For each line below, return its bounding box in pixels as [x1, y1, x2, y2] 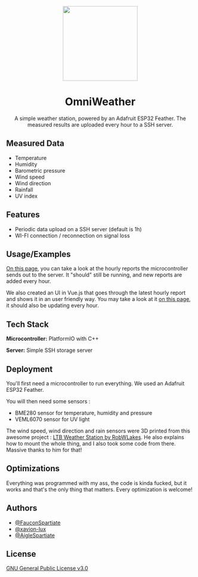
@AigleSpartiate [14, 532, 55, 539]
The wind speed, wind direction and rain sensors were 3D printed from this [6, 427, 191, 434]
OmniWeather [64, 95, 136, 109]
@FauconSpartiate [14, 519, 61, 526]
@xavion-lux [14, 525, 47, 532]
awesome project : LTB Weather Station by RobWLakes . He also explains [6, 434, 185, 441]
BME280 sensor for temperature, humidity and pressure [14, 409, 153, 416]
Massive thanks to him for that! [6, 446, 82, 453]
